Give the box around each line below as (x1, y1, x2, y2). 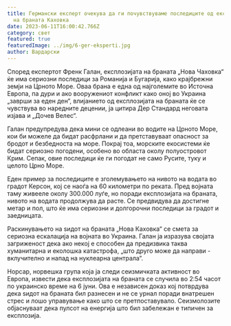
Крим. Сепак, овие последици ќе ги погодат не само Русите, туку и (7, 154, 206, 162)
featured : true (7, 36, 51, 43)
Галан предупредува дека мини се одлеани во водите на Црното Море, (7, 125, 218, 133)
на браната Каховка (13, 17, 69, 23)
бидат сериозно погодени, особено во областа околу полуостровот (7, 146, 208, 155)
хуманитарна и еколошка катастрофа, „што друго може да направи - (7, 246, 211, 255)
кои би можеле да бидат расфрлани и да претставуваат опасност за (7, 132, 209, 140)
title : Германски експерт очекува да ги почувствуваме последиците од (7, 10, 214, 17)
